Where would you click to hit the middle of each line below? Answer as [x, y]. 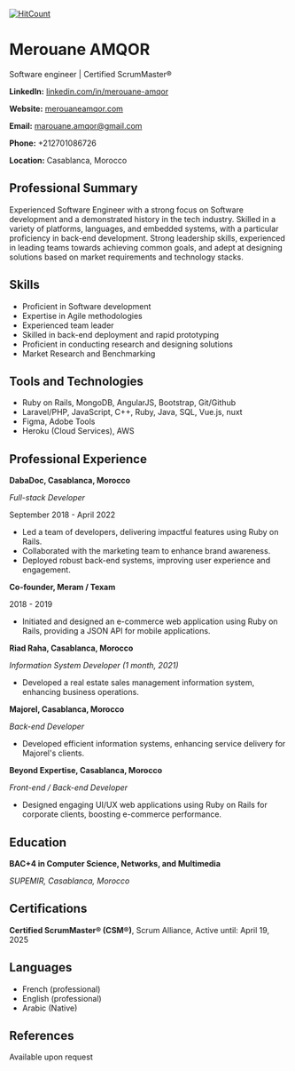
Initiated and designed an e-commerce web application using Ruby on [150, 621]
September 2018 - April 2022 [62, 515]
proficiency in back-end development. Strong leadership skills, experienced [147, 238]
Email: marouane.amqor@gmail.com [76, 125]
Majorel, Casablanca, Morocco [67, 709]
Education [38, 842]
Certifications [48, 909]
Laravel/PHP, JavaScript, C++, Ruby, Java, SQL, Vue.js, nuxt [132, 412]
